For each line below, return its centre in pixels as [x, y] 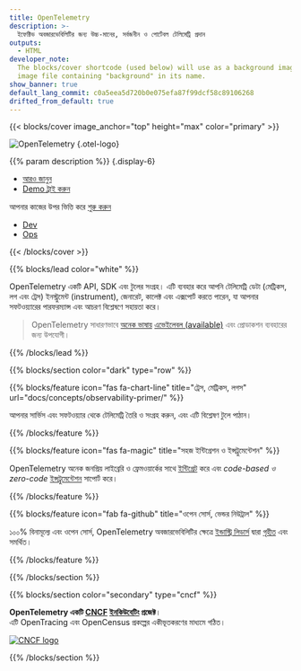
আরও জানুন [37, 179]
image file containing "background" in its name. [112, 76]
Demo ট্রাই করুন [46, 189]
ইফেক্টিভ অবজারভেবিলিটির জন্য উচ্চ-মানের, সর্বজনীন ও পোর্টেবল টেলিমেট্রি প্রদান [112, 34]
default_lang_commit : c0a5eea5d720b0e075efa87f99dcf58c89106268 [132, 93]
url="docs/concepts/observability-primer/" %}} [97, 398]
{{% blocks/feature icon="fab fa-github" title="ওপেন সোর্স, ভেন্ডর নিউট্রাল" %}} [140, 514]
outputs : [26, 43]
